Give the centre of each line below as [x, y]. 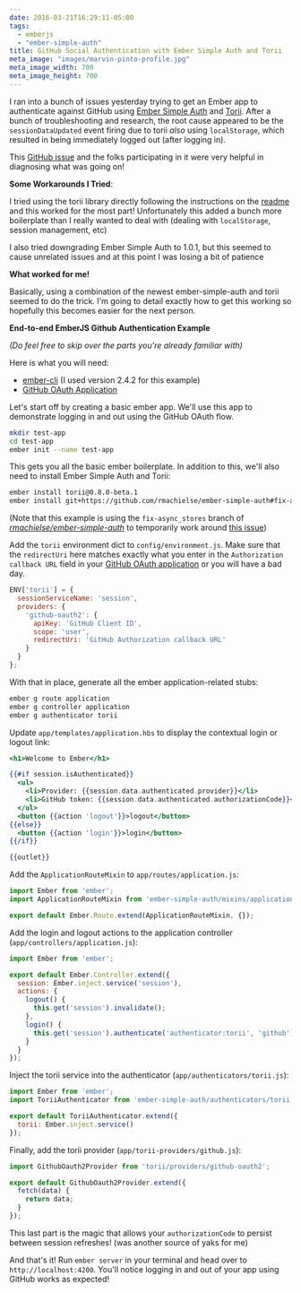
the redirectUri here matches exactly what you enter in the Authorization [146, 555]
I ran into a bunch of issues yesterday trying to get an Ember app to [133, 101]
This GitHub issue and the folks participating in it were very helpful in [137, 157]
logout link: [30, 742]
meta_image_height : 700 [54, 76]
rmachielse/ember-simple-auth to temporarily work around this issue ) [138, 528]
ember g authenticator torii [64, 715]
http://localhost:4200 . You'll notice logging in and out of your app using [144, 1269]
